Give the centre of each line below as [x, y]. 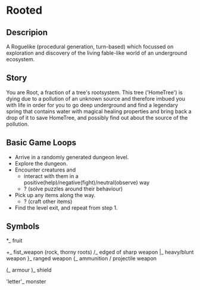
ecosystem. [21, 59]
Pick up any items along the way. [55, 195]
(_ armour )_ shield [29, 270]
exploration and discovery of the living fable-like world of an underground [97, 53]
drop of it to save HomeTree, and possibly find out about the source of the [97, 117]
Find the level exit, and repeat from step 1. [66, 208]
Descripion [27, 32]
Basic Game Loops [41, 143]
